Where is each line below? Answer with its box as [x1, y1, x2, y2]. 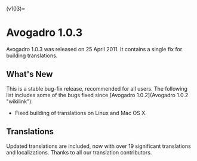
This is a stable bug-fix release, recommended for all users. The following [6, 85, 188, 92]
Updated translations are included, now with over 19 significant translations [6, 143, 191, 150]
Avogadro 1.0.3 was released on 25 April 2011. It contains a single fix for [6, 45, 183, 52]
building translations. [6, 52, 58, 59]
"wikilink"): [6, 98, 33, 105]
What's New [6, 69, 53, 79]
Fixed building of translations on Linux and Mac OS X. [14, 109, 147, 116]
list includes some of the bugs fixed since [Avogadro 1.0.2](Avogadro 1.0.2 [6, 91, 189, 98]
